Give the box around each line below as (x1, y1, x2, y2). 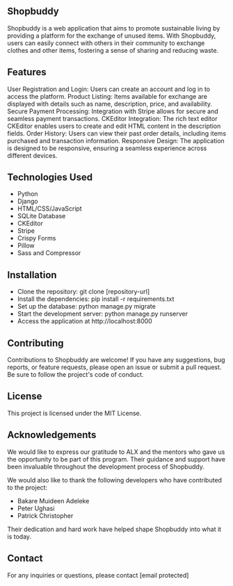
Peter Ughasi (17, 504, 55, 512)
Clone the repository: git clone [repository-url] (17, 288, 150, 296)
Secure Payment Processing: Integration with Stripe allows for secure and (7, 107, 218, 115)
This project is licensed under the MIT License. (7, 409, 142, 417)
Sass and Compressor (17, 249, 81, 257)
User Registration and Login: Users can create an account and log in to (7, 85, 211, 93)
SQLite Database (17, 212, 66, 220)
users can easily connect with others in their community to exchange (7, 38, 205, 47)
